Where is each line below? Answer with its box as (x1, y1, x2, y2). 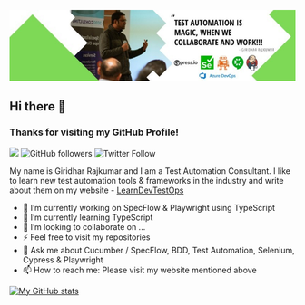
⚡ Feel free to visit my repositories (22, 232, 152, 243)
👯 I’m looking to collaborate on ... (22, 221, 146, 232)
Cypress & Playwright (22, 254, 103, 265)
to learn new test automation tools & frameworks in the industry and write (9, 175, 284, 186)
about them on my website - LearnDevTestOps (9, 185, 184, 195)
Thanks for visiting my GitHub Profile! (9, 126, 180, 138)
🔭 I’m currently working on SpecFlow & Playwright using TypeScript (22, 202, 275, 213)
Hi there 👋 (9, 99, 66, 114)
